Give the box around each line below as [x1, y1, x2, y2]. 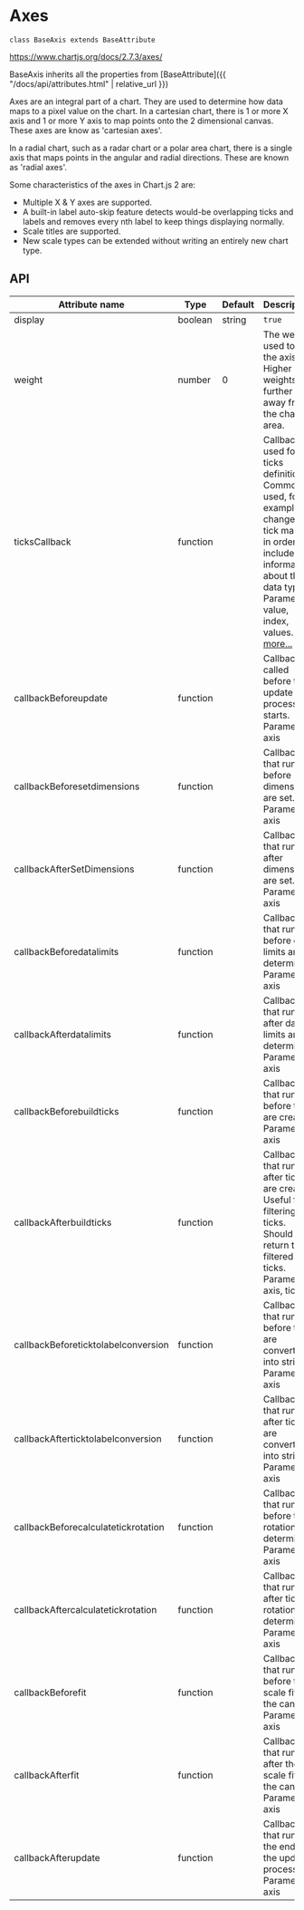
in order [262, 535, 297, 548]
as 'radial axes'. [9, 161, 68, 172]
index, [262, 614, 290, 627]
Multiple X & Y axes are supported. [22, 197, 152, 207]
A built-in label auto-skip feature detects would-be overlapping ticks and [22, 206, 294, 217]
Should [262, 1227, 294, 1240]
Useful [262, 1193, 291, 1206]
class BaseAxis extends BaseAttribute [9, 35, 156, 44]
